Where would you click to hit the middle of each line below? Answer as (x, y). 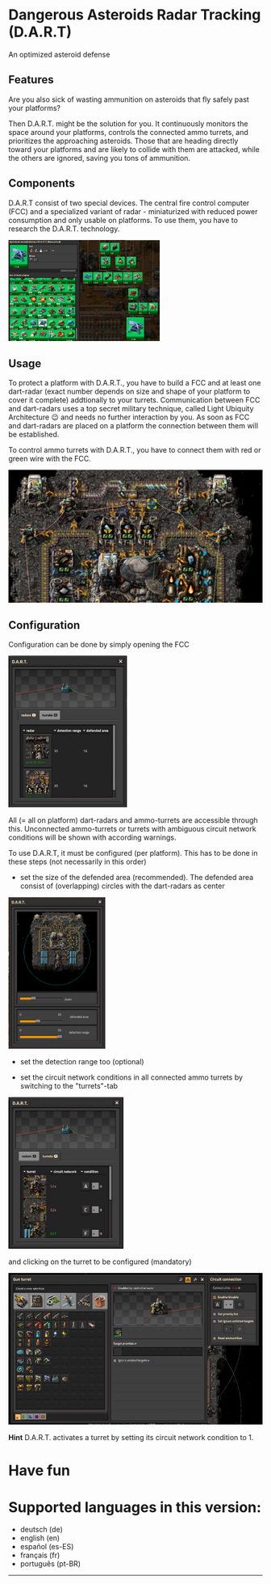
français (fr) (40, 1555)
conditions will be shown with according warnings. (92, 837)
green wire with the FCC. (50, 459)
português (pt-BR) (50, 1564)
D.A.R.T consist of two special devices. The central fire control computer (129, 203)
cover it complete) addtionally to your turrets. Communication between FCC (134, 400)
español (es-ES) (47, 1547)
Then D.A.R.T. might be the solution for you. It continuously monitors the (128, 124)
